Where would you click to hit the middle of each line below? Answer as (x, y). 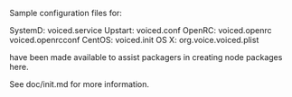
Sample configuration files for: (66, 13)
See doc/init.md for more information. (79, 84)
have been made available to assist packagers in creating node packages (146, 57)
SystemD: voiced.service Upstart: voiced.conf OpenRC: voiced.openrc (141, 30)
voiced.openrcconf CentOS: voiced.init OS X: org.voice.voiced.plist (134, 40)
